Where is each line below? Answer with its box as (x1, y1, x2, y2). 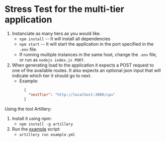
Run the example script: (11, 126, 61, 132)
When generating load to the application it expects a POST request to (11, 62, 154, 68)
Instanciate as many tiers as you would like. (11, 30, 101, 36)
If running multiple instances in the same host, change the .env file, (19, 51, 157, 58)
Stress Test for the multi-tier (4, 3, 125, 15)
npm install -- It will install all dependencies (19, 36, 110, 42)
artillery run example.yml (19, 132, 76, 137)
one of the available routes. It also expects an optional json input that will (11, 67, 161, 73)
